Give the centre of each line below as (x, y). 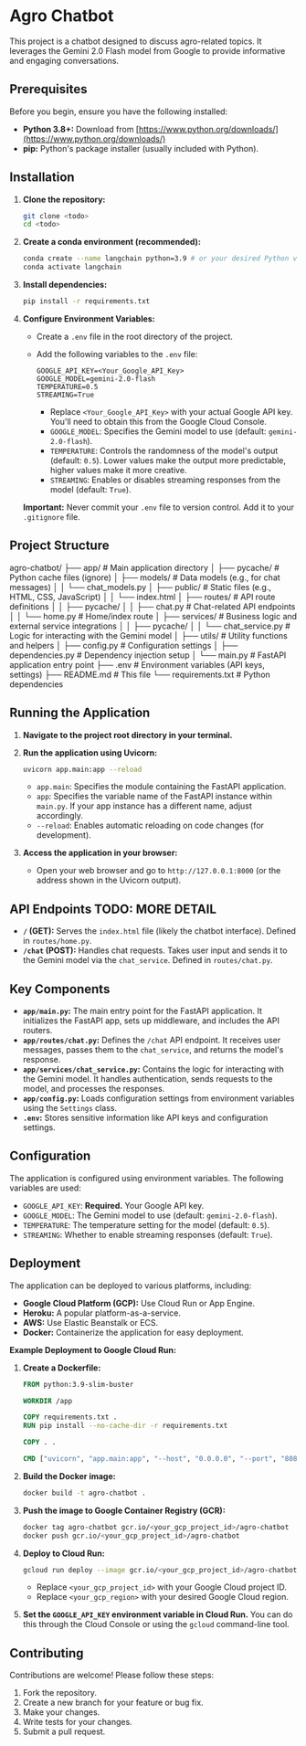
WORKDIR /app (47, 1401)
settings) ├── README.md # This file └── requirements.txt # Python (140, 674)
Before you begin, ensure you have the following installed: (119, 111)
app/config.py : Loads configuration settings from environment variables (158, 1098)
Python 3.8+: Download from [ (81, 129)
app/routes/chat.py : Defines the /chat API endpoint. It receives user (152, 1040)
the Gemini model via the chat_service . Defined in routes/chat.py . (148, 960)
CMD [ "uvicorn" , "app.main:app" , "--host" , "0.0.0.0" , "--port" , (149, 1459)
